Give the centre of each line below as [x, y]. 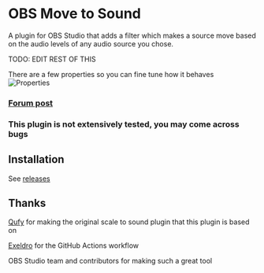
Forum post [31, 103]
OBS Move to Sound [75, 14]
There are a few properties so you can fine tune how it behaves [111, 74]
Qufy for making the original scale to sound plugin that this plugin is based [129, 222]
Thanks [27, 203]
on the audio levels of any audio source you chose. [91, 43]
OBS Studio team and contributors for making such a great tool [110, 261]
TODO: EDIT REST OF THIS [52, 59]
